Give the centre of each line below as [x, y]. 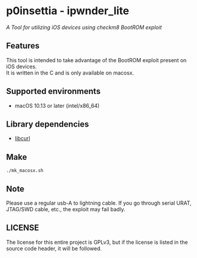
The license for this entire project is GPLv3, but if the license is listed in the [97, 242]
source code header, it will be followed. [54, 248]
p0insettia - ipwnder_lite [68, 11]
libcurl [22, 138]
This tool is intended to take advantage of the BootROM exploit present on [96, 60]
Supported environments [53, 91]
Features [23, 46]
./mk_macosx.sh [25, 171]
